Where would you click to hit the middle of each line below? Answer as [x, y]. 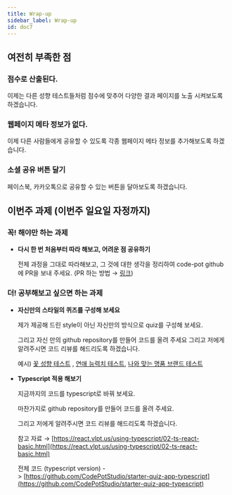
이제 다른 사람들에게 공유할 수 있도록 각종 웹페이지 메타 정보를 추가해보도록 [110, 141]
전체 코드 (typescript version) [59, 468]
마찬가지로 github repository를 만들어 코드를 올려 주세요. [96, 408]
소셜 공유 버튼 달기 [37, 170]
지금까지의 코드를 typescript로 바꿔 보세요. [76, 393]
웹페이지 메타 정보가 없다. [47, 124]
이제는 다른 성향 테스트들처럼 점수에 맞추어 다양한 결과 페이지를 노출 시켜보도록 [115, 96]
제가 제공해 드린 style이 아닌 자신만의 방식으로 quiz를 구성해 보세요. [110, 325]
